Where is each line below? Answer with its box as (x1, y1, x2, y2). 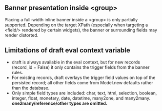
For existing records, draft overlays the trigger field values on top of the (11, 75, 156, 80)
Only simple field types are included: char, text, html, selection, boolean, (11, 90, 157, 96)
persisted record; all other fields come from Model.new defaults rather (11, 79, 153, 85)
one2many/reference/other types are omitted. (11, 100, 108, 106)
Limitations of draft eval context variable (4, 46, 130, 55)
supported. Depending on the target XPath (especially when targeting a (4, 22, 148, 28)
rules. (11, 69, 23, 75)
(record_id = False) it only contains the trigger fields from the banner (11, 64, 150, 70)
